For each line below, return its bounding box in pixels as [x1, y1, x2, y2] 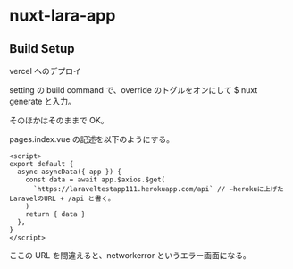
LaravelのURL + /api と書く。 [9, 194, 115, 203]
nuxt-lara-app [9, 5, 116, 26]
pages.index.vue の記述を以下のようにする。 [9, 134, 174, 144]
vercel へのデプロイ [9, 66, 82, 76]
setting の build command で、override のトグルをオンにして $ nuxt [9, 85, 258, 95]
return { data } [25, 210, 87, 219]
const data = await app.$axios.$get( [25, 175, 166, 184]
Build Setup [9, 41, 75, 56]
